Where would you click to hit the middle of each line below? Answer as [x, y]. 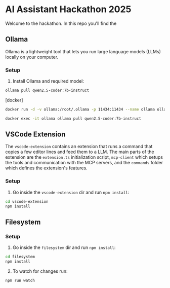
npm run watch [20, 280]
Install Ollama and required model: [48, 81]
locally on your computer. [32, 57]
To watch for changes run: [40, 271]
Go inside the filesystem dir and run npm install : [64, 247]
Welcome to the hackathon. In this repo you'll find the [61, 23]
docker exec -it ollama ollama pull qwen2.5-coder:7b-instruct [73, 118]
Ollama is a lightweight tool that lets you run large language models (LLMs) [83, 51]
